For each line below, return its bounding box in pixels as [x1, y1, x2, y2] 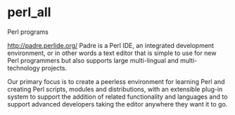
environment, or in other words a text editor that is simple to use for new [7, 49, 217, 57]
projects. [41, 63, 68, 72]
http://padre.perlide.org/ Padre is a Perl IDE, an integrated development [7, 41, 215, 49]
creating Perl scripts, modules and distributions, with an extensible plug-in [7, 85, 223, 93]
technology [7, 63, 40, 72]
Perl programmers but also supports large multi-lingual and [7, 56, 179, 64]
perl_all [7, 4, 51, 20]
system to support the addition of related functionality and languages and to [7, 92, 228, 101]
